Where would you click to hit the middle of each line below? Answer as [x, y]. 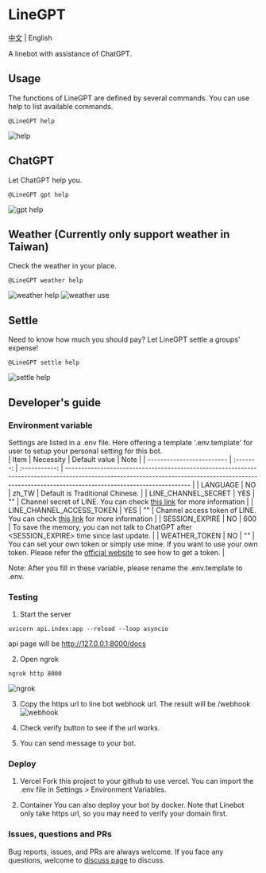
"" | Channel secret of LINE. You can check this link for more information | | [131, 501]
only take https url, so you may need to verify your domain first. [123, 813]
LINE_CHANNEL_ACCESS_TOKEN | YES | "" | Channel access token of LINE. [132, 510]
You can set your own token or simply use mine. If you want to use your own [133, 544]
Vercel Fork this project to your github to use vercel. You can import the [137, 781]
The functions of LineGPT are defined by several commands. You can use [129, 98]
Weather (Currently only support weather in [119, 234]
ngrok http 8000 [35, 674]
